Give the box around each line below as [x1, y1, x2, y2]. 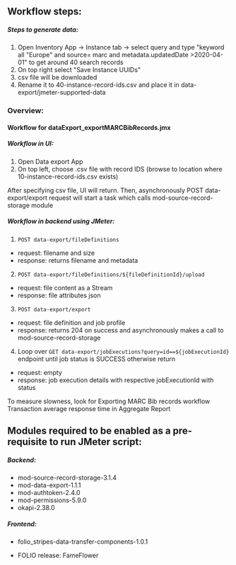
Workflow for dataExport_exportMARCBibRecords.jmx [7, 123, 171, 131]
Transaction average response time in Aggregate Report [7, 404, 171, 412]
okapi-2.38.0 [17, 504, 55, 512]
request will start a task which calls [49, 194, 151, 202]
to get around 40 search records [28, 58, 124, 66]
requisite [7, 436, 47, 448]
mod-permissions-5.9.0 [17, 496, 87, 504]
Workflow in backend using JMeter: [7, 217, 115, 225]
